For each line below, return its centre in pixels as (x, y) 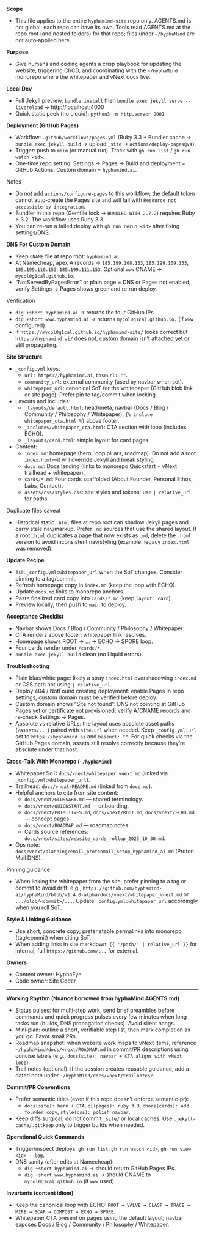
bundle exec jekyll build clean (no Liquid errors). (79, 654)
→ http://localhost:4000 (74, 107)
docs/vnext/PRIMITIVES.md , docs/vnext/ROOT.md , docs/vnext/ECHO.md (110, 812)
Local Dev (19, 89)
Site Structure (24, 357)
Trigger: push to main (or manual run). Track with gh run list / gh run (103, 150)
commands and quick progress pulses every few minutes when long (101, 1017)
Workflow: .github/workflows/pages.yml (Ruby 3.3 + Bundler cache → (103, 137)
